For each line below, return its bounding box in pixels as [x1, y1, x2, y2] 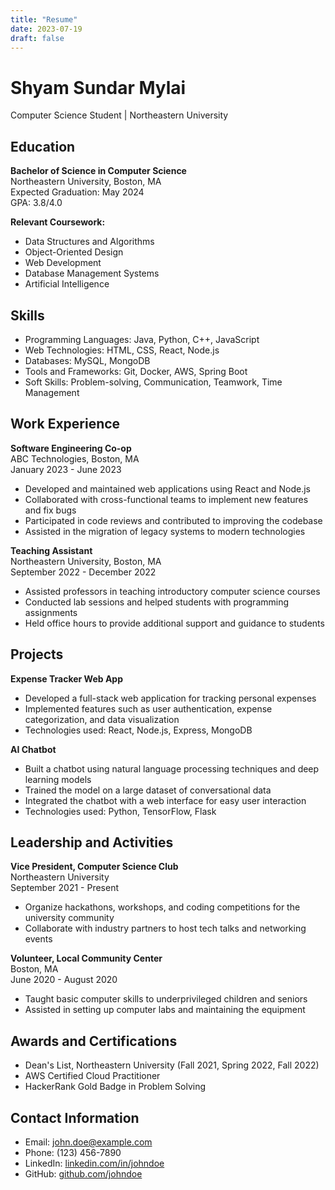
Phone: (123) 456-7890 [24, 1147, 122, 1158]
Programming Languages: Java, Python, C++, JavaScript [24, 333, 260, 345]
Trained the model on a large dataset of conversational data [24, 784, 272, 796]
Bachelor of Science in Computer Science [10, 165, 187, 177]
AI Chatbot [10, 743, 57, 755]
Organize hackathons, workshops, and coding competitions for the [24, 901, 301, 913]
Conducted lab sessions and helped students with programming [24, 596, 290, 608]
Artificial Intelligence [24, 278, 110, 290]
